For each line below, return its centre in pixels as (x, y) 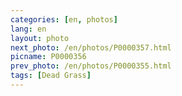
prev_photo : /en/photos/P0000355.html (91, 66)
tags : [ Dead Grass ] (51, 76)
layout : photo (40, 38)
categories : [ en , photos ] (64, 19)
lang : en (28, 29)
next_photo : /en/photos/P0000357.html (91, 47)
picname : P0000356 (48, 57)
